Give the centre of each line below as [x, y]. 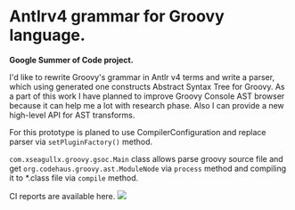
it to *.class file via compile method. [74, 178]
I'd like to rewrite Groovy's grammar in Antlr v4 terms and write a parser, [142, 77]
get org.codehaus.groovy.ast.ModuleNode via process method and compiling [148, 168]
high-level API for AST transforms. [72, 115]
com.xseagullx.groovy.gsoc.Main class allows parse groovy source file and [146, 158]
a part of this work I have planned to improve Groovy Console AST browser [147, 96]
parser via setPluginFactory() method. [81, 141]
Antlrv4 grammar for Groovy [117, 16]
